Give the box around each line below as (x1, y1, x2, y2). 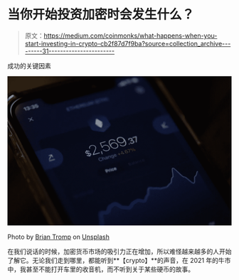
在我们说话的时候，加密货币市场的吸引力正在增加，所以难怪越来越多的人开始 (7, 247, 232, 256)
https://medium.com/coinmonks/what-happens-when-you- (43, 31, 218, 40)
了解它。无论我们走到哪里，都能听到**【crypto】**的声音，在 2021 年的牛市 (7, 257, 231, 265)
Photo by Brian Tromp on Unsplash (7, 232, 110, 242)
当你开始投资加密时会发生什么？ (7, 6, 195, 23)
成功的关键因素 (7, 61, 51, 70)
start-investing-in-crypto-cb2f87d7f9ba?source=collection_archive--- (24, 39, 231, 48)
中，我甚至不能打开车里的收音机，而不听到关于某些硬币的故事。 (7, 265, 194, 274)
